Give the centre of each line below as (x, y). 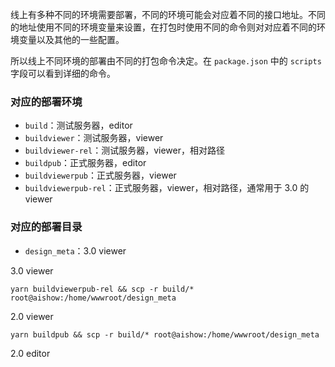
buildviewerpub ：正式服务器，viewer (100, 175)
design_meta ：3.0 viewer (75, 250)
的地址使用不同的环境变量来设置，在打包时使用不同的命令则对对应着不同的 (163, 27)
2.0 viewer (32, 316)
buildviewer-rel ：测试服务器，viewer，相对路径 (124, 150)
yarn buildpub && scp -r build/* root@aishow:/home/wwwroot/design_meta (165, 334)
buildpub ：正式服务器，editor (85, 163)
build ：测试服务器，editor (78, 125)
